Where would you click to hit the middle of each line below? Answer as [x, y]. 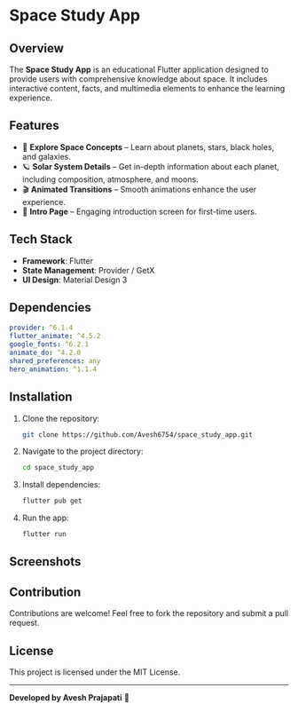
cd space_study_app [58, 468]
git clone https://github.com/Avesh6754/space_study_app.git [137, 435]
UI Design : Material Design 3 [74, 280]
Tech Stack [41, 239]
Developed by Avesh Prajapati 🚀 [70, 698]
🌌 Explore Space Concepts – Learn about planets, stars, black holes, [148, 146]
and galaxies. [46, 156]
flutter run [44, 534]
